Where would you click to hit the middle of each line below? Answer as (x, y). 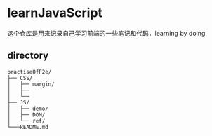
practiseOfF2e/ (29, 72)
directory (28, 56)
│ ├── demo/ (28, 109)
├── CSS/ (20, 78)
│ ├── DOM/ (26, 115)
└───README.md (28, 127)
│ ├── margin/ (31, 84)
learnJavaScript (55, 13)
